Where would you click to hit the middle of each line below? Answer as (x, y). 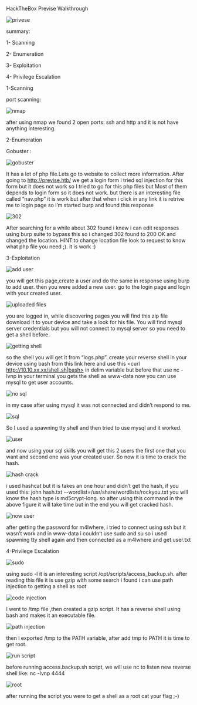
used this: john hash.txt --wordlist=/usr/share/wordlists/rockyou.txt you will (97, 492)
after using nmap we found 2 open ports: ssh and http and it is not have (92, 122)
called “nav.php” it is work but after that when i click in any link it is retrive (95, 199)
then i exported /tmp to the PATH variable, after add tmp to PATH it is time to (98, 638)
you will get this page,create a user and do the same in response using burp (98, 281)
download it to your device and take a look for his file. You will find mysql (94, 322)
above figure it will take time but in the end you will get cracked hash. (90, 505)
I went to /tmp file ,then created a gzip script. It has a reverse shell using (93, 609)
